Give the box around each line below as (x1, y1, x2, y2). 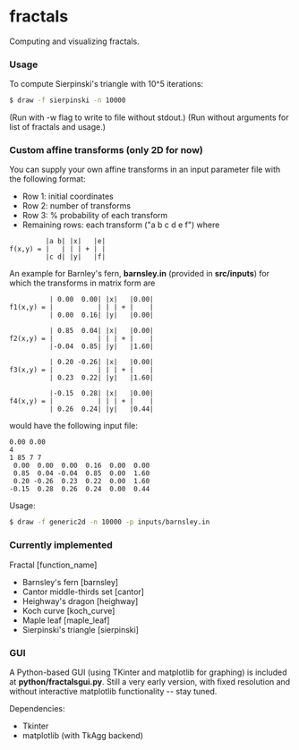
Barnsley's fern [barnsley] (21, 576, 119, 587)
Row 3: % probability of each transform (21, 210, 168, 221)
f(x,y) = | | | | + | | (9, 244, 106, 254)
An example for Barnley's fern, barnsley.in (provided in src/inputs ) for (9, 268, 270, 279)
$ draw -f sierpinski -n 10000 (9, 96, 126, 105)
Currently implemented (9, 539, 114, 551)
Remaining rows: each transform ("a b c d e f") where (21, 219, 220, 230)
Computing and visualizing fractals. (9, 36, 141, 47)
